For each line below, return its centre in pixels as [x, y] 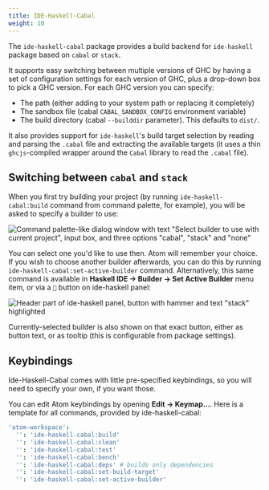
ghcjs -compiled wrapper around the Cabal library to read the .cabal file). [128, 152]
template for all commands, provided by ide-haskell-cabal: [105, 413]
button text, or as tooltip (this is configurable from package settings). [122, 336]
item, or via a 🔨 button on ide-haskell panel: [79, 288]
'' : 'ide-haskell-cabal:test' [66, 450]
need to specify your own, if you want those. [82, 389]
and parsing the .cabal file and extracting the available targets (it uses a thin [134, 144]
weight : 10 [26, 23]
